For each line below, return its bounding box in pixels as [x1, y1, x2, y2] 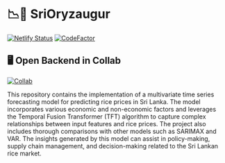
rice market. [7, 149, 42, 157]
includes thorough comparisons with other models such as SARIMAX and [7, 127, 217, 135]
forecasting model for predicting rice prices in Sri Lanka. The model [7, 97, 201, 105]
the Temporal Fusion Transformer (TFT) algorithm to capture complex [7, 112, 206, 121]
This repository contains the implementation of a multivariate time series [7, 90, 215, 98]
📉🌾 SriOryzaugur [7, 6, 111, 22]
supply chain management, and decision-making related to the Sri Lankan [7, 141, 219, 150]
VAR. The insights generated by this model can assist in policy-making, [7, 134, 210, 143]
